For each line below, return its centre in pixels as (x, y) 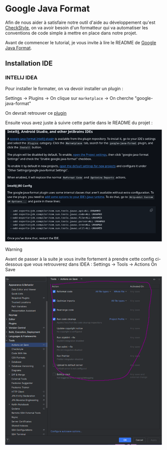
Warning (14, 249)
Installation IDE (29, 63)
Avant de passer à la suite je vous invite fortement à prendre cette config (80, 259)
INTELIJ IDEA (21, 77)
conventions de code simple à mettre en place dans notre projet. (71, 33)
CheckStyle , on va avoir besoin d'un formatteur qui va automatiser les (77, 27)
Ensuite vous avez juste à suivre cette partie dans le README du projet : (79, 123)
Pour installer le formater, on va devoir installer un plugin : (64, 88)
